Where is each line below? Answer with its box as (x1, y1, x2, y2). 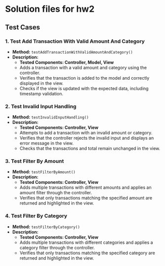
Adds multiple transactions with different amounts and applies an (19, 184, 152, 190)
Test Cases (5, 23, 40, 31)
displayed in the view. (19, 80, 64, 86)
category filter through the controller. (19, 244, 95, 250)
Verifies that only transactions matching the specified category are (19, 250, 155, 256)
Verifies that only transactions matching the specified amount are (19, 195, 153, 201)
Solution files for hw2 (5, 3, 95, 15)
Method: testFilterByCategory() (12, 224, 80, 230)
